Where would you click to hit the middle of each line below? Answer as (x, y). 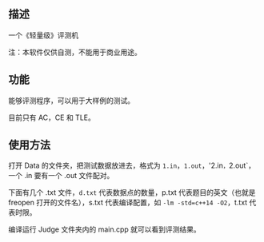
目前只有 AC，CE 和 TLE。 (52, 117)
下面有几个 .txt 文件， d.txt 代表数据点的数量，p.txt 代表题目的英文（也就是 (132, 192)
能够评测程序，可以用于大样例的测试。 (71, 100)
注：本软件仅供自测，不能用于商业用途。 (75, 52)
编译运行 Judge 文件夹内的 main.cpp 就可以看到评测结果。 (105, 229)
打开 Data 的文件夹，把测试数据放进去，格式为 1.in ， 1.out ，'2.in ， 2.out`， (132, 165)
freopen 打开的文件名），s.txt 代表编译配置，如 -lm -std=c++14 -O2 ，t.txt (128, 203)
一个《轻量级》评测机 (43, 35)
